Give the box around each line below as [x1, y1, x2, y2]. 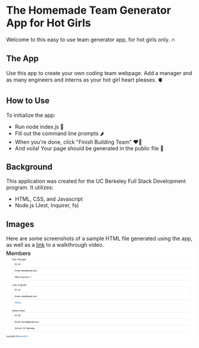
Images [6, 219, 35, 229]
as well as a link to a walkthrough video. [6, 241, 104, 248]
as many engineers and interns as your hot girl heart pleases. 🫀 [6, 76, 163, 83]
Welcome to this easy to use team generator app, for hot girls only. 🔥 [6, 36, 176, 43]
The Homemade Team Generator [6, 4, 172, 17]
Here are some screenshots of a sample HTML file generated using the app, [6, 235, 192, 242]
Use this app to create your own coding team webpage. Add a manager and [6, 69, 192, 76]
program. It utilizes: [6, 184, 54, 191]
